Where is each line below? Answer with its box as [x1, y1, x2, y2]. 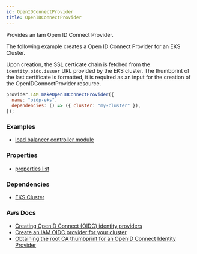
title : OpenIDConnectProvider [6, 14, 82, 20]
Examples [6, 122, 36, 131]
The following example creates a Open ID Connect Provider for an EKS [6, 43, 181, 50]
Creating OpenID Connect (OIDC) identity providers [14, 222, 142, 229]
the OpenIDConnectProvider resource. [6, 79, 102, 87]
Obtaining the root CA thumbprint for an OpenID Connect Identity [14, 235, 176, 243]
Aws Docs [6, 208, 36, 217]
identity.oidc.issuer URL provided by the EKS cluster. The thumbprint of [6, 67, 190, 74]
